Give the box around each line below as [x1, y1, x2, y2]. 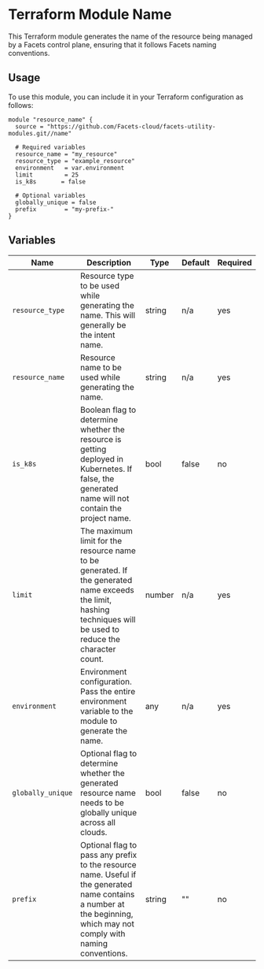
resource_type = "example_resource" [15, 157, 135, 165]
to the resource [79, 859, 137, 870]
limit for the [79, 535, 123, 546]
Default [181, 257, 211, 268]
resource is [79, 433, 122, 444]
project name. [79, 512, 131, 523]
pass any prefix [79, 849, 137, 860]
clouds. [79, 826, 108, 837]
